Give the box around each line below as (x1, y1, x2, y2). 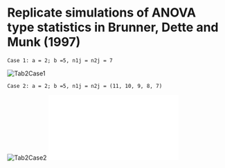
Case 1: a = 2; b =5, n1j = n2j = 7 (7, 57, 113, 64)
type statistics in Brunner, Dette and (7, 19, 219, 35)
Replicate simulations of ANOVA (7, 5, 196, 21)
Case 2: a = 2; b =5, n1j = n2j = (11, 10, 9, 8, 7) (7, 82, 163, 89)
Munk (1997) (7, 35, 81, 50)
